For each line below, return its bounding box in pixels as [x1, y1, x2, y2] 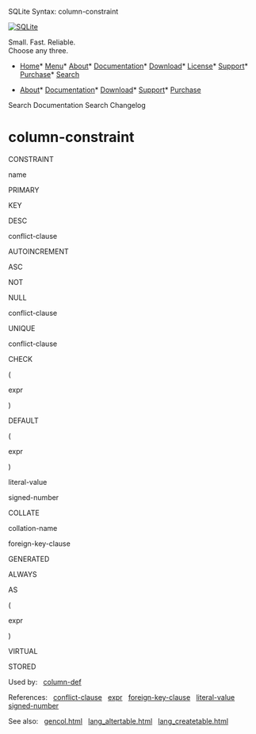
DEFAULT [8, 416, 39, 425]
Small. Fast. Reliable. [8, 37, 76, 47]
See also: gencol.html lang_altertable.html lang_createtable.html [8, 716, 228, 725]
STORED [8, 662, 36, 671]
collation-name [8, 523, 58, 532]
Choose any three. [8, 46, 69, 55]
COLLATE [8, 508, 40, 517]
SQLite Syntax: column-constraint [8, 7, 119, 16]
